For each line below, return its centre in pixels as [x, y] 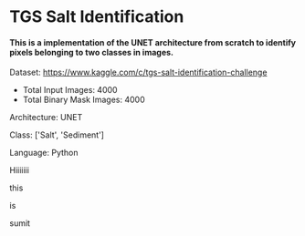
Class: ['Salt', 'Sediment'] [57, 135]
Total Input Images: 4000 [70, 90]
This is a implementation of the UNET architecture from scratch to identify [153, 42]
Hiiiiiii [20, 170]
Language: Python [44, 153]
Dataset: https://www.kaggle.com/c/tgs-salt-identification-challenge [138, 72]
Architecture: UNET [46, 118]
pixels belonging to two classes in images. [91, 52]
